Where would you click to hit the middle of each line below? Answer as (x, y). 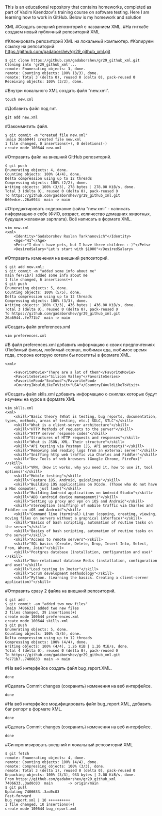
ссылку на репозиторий (30, 46)
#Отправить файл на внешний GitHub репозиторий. (58, 157)
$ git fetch (17, 753)
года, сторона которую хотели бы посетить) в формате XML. (68, 355)
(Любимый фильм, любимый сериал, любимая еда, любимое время (76, 350)
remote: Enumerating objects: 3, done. (45, 69)
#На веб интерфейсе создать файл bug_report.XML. (58, 668)
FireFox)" (132, 459)
